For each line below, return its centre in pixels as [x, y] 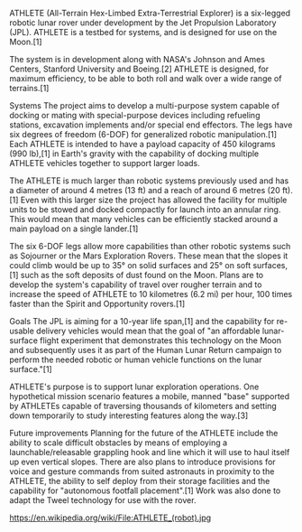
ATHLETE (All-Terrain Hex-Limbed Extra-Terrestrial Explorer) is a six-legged [150, 13]
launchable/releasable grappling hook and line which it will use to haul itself [150, 452]
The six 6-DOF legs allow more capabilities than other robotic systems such [150, 246]
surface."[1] [31, 369]
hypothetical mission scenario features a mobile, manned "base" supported [150, 396]
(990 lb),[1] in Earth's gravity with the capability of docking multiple [134, 154]
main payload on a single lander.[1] [74, 229]
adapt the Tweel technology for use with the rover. [103, 500]
